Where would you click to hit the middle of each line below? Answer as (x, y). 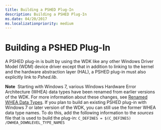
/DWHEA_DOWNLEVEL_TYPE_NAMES (35, 123)
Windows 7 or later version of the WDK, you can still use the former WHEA (80, 108)
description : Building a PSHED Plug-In (46, 14)
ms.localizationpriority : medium (39, 23)
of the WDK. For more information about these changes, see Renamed (76, 97)
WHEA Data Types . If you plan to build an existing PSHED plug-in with (76, 102)
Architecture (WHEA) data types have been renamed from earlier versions (80, 92)
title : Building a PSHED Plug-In (39, 10)
